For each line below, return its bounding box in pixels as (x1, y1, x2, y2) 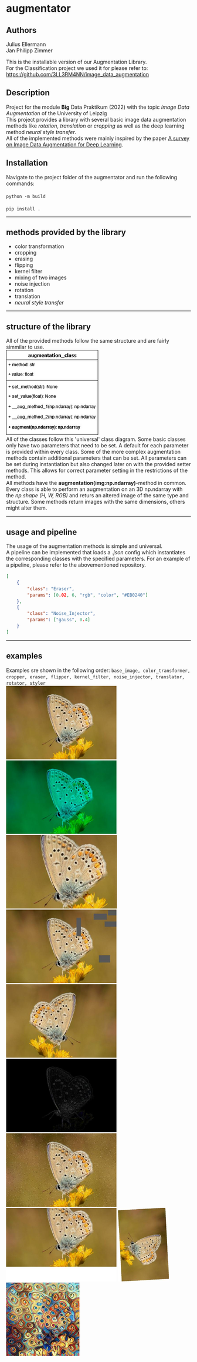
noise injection (14, 280, 50, 287)
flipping (14, 262, 33, 269)
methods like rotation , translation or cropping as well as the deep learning (6, 122, 185, 129)
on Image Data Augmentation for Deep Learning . (6, 140, 124, 148)
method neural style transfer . (6, 128, 77, 135)
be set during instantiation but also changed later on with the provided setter (6, 461, 191, 468)
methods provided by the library (6, 227, 126, 237)
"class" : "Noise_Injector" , (27, 611, 96, 617)
